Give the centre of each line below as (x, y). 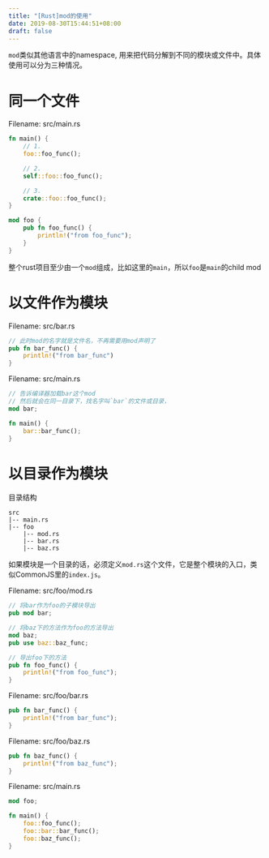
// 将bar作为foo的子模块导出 (52, 606)
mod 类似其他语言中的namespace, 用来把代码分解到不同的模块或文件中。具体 (135, 55)
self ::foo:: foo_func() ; (63, 176)
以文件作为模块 (58, 303)
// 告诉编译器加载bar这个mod (52, 394)
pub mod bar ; (30, 613)
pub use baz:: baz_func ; (49, 643)
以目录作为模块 (58, 473)
